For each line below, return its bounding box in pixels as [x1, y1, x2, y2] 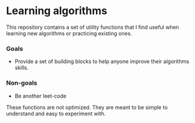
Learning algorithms [6, 4, 108, 18]
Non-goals [6, 79, 37, 87]
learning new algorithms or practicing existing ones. [6, 29, 133, 36]
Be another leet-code [14, 92, 67, 99]
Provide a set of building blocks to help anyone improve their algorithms [14, 58, 190, 65]
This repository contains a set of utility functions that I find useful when [6, 24, 180, 31]
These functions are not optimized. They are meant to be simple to [6, 104, 168, 111]
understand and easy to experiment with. [6, 110, 106, 117]
